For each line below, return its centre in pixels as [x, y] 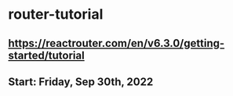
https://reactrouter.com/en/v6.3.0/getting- [116, 43]
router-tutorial [56, 14]
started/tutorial [46, 55]
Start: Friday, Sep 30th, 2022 [81, 82]
